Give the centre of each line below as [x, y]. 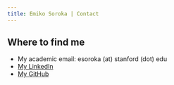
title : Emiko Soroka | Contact [53, 14]
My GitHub [33, 74]
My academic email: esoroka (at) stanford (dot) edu [92, 59]
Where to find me [46, 42]
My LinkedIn [36, 67]
